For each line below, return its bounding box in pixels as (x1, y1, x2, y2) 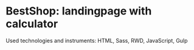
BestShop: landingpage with (5, 4, 152, 18)
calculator (5, 17, 58, 31)
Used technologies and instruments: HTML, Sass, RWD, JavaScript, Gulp (5, 37, 188, 44)
